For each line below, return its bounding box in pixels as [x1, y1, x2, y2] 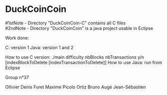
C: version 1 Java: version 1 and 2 [5, 44, 74, 50]
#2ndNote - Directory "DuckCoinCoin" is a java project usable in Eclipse [5, 25, 154, 31]
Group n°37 [5, 74, 29, 80]
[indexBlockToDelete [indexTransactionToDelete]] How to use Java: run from [5, 59, 163, 65]
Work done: [5, 35, 29, 41]
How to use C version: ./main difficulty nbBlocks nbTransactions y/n [5, 54, 145, 60]
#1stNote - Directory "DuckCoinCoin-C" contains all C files [5, 20, 126, 26]
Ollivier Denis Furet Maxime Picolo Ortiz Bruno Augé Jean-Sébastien [5, 84, 146, 90]
